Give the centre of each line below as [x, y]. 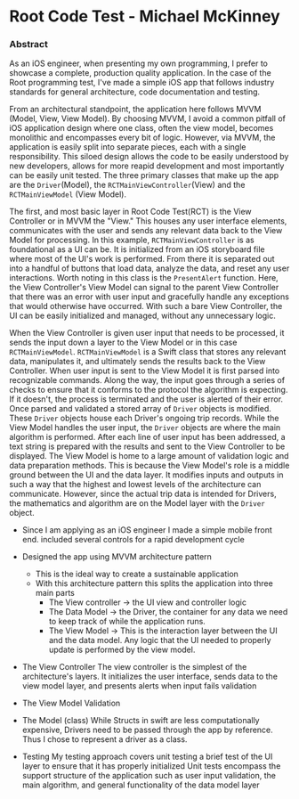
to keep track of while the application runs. [127, 622]
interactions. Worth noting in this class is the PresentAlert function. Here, [144, 278]
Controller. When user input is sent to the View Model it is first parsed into [145, 371]
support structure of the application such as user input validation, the [149, 776]
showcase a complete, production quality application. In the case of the [140, 73]
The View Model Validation [71, 703]
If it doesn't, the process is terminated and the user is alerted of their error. [146, 399]
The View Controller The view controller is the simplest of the [134, 667]
